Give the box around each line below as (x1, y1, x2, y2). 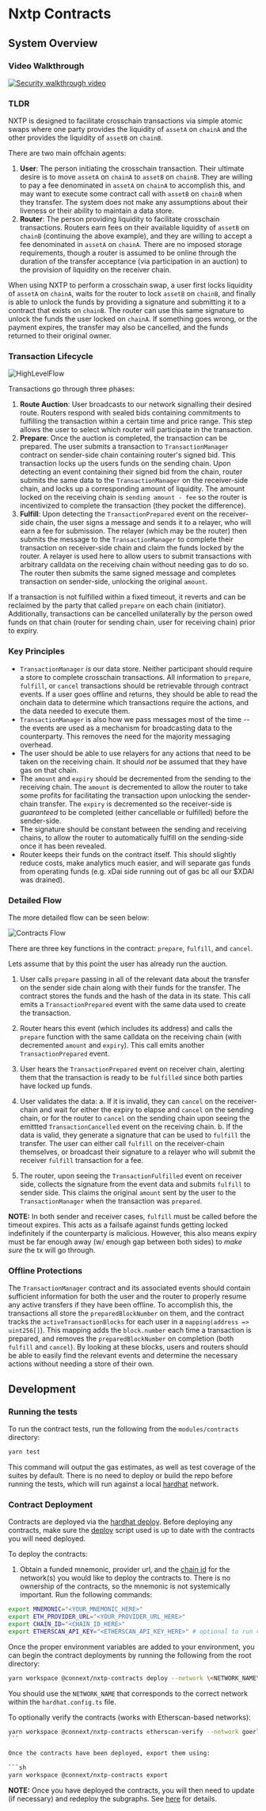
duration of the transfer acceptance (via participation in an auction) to (19, 257, 248, 266)
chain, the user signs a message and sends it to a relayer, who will (35, 518, 252, 527)
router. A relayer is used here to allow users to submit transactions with (19, 551, 252, 561)
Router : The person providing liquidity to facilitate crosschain (19, 214, 220, 224)
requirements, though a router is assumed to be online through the (19, 248, 237, 258)
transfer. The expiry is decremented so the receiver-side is (39, 799, 232, 809)
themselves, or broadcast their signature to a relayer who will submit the (19, 1147, 256, 1156)
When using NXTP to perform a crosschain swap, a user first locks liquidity (8, 280, 253, 290)
